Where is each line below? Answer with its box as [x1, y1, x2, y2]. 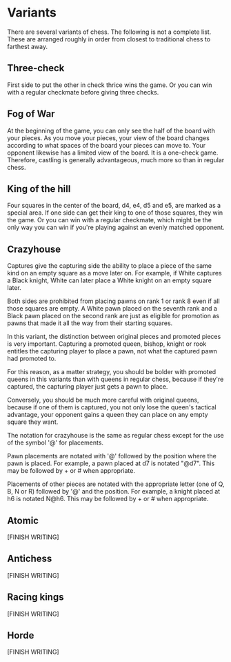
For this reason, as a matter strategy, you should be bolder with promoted [7, 368, 217, 376]
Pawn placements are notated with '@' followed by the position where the [7, 452, 217, 460]
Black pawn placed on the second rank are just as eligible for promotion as [7, 312, 219, 320]
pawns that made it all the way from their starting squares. [7, 319, 173, 327]
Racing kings [7, 592, 64, 603]
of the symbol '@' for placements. [7, 438, 104, 447]
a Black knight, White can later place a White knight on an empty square [7, 276, 212, 284]
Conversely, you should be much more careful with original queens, [7, 396, 199, 405]
